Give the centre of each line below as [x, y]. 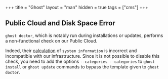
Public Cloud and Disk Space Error [60, 23]
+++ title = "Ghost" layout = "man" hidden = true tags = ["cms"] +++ [77, 7]
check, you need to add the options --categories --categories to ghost [80, 61]
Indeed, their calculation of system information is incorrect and [71, 51]
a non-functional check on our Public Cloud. [51, 41]
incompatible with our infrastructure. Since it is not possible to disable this [82, 56]
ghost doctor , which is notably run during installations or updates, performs [84, 35]
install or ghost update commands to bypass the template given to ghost [82, 67]
